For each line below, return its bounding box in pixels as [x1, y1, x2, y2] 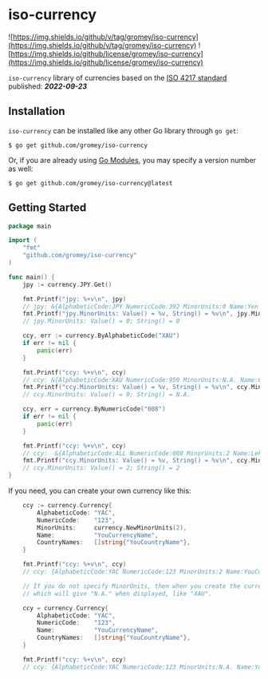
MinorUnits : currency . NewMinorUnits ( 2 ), [37, 523, 187, 532]
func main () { [8, 273, 56, 281]
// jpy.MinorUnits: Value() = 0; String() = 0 [22, 317, 180, 325]
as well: [8, 164, 33, 173]
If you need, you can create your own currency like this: [8, 486, 191, 496]
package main [8, 222, 52, 230]
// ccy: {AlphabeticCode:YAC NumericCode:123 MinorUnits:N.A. [22, 663, 234, 671]
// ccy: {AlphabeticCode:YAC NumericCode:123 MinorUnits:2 [22, 568, 223, 576]
